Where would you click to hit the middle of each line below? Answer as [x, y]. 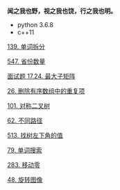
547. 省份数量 [26, 61]
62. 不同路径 [25, 120]
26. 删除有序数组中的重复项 [46, 91]
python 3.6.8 [35, 25]
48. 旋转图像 [25, 180]
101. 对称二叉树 [29, 106]
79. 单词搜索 [25, 150]
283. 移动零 [24, 165]
